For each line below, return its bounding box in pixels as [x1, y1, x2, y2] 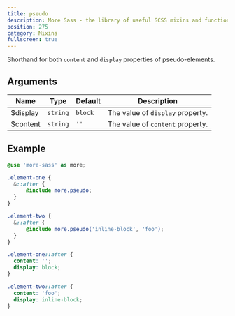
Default [76, 96, 101, 105]
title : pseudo [7, 10, 49, 17]
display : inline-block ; [13, 296, 83, 303]
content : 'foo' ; [13, 289, 61, 296]
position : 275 [7, 23, 49, 30]
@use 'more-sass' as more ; [7, 161, 86, 168]
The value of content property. [107, 119, 208, 129]
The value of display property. [107, 107, 208, 117]
